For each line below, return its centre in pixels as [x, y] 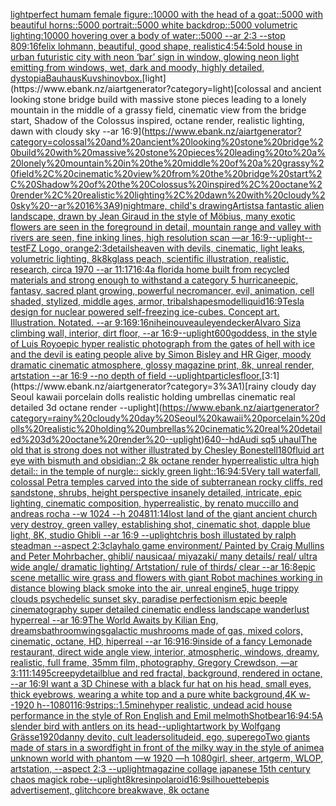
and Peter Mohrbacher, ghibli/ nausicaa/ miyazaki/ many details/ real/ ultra [164, 556]
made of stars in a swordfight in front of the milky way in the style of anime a [167, 747]
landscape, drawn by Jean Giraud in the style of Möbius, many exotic [153, 216]
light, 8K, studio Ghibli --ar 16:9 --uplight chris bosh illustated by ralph [153, 535]
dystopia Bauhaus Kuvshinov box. [76, 78]
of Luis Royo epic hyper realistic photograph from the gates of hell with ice [163, 343]
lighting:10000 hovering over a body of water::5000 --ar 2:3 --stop [148, 35]
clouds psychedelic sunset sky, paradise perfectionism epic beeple [149, 598]
